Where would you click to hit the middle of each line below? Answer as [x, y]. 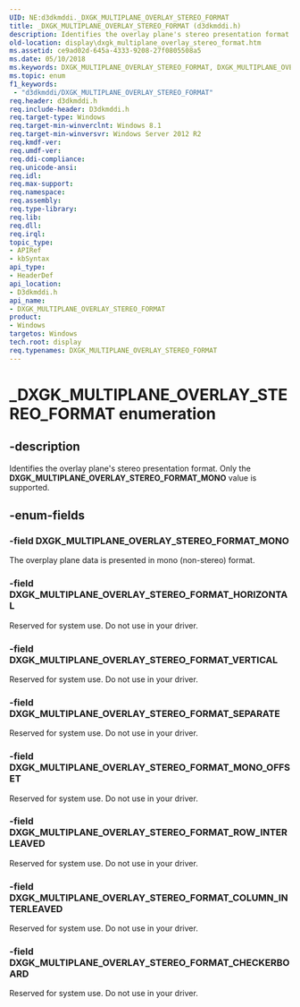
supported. [29, 487]
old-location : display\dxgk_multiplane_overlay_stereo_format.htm [135, 43]
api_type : [28, 268]
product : [25, 317]
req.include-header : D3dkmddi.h [69, 109]
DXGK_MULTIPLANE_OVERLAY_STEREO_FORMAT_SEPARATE [145, 713]
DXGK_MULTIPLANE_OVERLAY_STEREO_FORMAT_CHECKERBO [150, 963]
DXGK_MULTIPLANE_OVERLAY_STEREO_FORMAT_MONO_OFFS [150, 768]
